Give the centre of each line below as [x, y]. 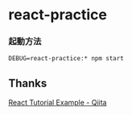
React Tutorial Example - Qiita [58, 103]
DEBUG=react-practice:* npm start [66, 59]
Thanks [28, 83]
